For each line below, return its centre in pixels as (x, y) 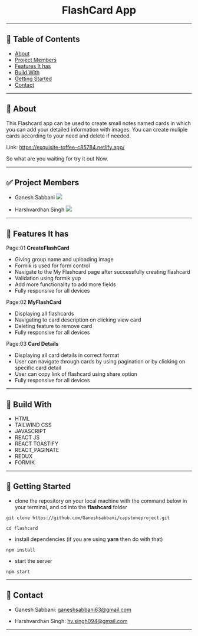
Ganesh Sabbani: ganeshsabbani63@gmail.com (73, 609)
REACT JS (27, 437)
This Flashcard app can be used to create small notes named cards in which (99, 123)
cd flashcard (22, 528)
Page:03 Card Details (32, 344)
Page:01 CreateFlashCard (38, 248)
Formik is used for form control (52, 265)
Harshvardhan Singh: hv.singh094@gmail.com (71, 621)
